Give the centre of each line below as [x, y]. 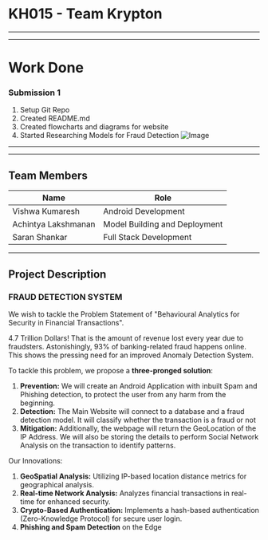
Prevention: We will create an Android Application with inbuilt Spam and [138, 386]
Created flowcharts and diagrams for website [94, 127]
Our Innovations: [35, 460]
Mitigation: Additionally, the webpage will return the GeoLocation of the [138, 428]
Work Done [46, 68]
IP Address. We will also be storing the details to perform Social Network [139, 436]
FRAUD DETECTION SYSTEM [65, 297]
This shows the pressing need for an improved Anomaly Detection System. [131, 355]
